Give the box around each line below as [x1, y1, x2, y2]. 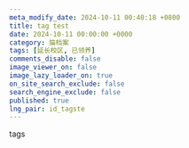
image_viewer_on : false [9, 63, 98, 72]
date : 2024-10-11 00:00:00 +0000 [9, 29, 133, 38]
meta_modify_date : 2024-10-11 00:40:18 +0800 [9, 12, 180, 22]
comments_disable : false [9, 54, 101, 63]
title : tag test [9, 21, 69, 30]
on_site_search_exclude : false [9, 79, 125, 88]
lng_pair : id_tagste [9, 104, 86, 113]
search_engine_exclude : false [9, 87, 122, 96]
